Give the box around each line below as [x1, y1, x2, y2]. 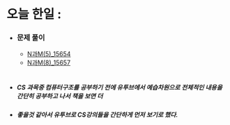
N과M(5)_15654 [26, 50, 71, 58]
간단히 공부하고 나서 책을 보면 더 [16, 92, 103, 101]
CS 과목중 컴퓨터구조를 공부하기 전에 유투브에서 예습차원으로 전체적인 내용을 [16, 83, 222, 92]
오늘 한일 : [6, 6, 62, 22]
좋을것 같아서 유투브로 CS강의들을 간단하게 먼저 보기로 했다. [16, 110, 178, 119]
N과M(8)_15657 [26, 58, 71, 67]
